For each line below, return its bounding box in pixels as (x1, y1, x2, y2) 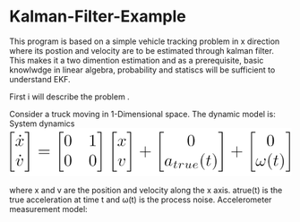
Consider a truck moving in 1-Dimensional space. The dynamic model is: (9, 108, 276, 119)
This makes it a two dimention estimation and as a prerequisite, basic (9, 55, 264, 65)
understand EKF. (9, 73, 71, 84)
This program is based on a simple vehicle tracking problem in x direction (9, 36, 280, 47)
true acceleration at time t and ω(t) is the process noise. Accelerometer (9, 194, 272, 205)
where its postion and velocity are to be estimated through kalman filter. (9, 45, 275, 55)
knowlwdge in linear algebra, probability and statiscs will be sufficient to (9, 64, 276, 75)
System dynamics (9, 118, 75, 129)
